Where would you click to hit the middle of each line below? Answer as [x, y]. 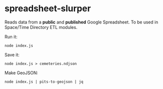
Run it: [11, 37]
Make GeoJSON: [21, 73]
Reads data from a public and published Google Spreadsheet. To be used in [81, 22]
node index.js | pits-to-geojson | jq [44, 82]
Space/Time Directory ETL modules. [41, 27]
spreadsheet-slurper [48, 9]
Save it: [12, 55]
